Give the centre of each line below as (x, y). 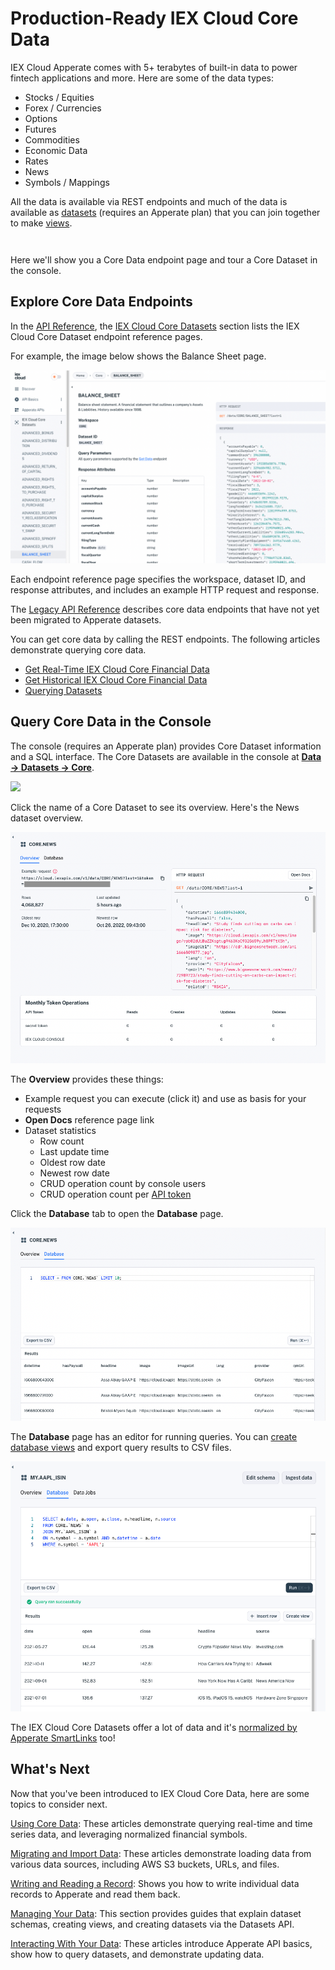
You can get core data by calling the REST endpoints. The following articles (165, 639)
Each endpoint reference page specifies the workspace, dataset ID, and (158, 579)
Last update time (74, 1152)
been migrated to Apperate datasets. (86, 619)
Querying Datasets (63, 690)
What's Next (50, 1769)
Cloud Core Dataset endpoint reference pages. (106, 336)
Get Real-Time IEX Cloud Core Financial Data (117, 669)
